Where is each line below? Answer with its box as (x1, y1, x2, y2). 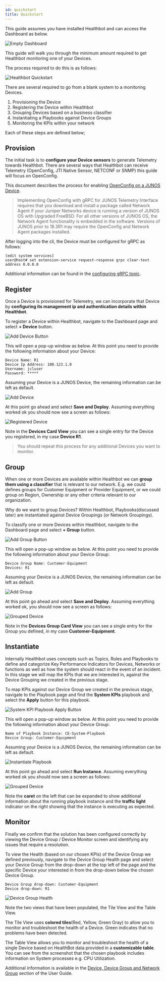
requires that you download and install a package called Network (17, 203, 150, 209)
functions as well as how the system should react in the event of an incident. (5, 666, 162, 672)
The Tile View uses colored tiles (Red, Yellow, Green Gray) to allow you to (5, 919, 155, 925)
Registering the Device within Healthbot (12, 104, 94, 110)
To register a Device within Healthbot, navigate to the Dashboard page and (5, 318, 158, 325)
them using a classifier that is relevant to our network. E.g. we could (5, 481, 146, 487)
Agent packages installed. (17, 229, 71, 235)
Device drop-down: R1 (5, 886, 50, 891)
